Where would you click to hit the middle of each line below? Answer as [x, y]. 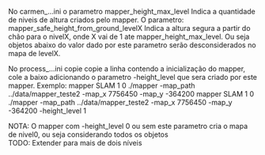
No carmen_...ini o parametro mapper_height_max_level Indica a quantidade [132, 11]
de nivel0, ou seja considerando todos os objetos [88, 134]
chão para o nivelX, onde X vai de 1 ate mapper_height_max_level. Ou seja [129, 36]
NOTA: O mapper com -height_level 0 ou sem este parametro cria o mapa [128, 126]
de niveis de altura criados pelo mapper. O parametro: [96, 20]
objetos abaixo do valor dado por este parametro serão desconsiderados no [132, 45]
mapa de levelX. [34, 53]
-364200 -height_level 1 [47, 111]
